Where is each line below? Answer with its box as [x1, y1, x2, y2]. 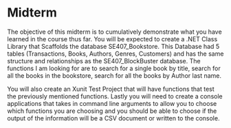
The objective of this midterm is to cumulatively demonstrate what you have [7, 28, 222, 36]
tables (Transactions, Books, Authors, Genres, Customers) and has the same [7, 50, 224, 58]
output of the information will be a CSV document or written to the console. [7, 114, 220, 122]
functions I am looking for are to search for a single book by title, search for [7, 64, 221, 72]
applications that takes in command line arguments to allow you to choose [7, 99, 217, 107]
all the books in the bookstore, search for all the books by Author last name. [7, 71, 222, 80]
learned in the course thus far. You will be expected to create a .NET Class [7, 34, 218, 43]
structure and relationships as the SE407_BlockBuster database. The [7, 56, 201, 65]
